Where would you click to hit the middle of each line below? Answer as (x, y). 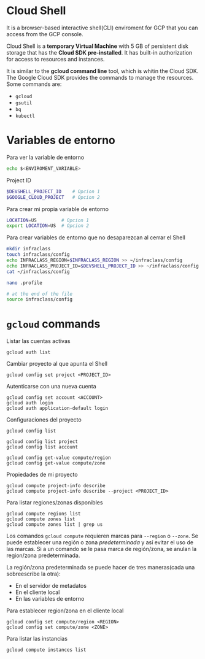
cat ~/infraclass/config (38, 272)
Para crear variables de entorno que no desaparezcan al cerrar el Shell (96, 237)
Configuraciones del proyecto (44, 420)
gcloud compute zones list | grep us (55, 525)
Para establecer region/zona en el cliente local (65, 611)
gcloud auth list (29, 353)
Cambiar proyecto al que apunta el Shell (57, 364)
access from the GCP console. (45, 34)
